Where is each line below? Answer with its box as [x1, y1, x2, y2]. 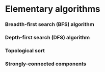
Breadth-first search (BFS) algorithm [5, 21, 95, 28]
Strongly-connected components [5, 60, 87, 67]
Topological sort [5, 47, 45, 54]
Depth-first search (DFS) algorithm [5, 34, 90, 41]
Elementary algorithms [5, 3, 101, 15]
